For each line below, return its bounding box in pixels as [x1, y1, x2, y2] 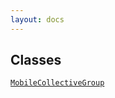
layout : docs [10, 14, 65, 25]
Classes [10, 52, 62, 69]
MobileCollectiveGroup [10, 78, 105, 88]
